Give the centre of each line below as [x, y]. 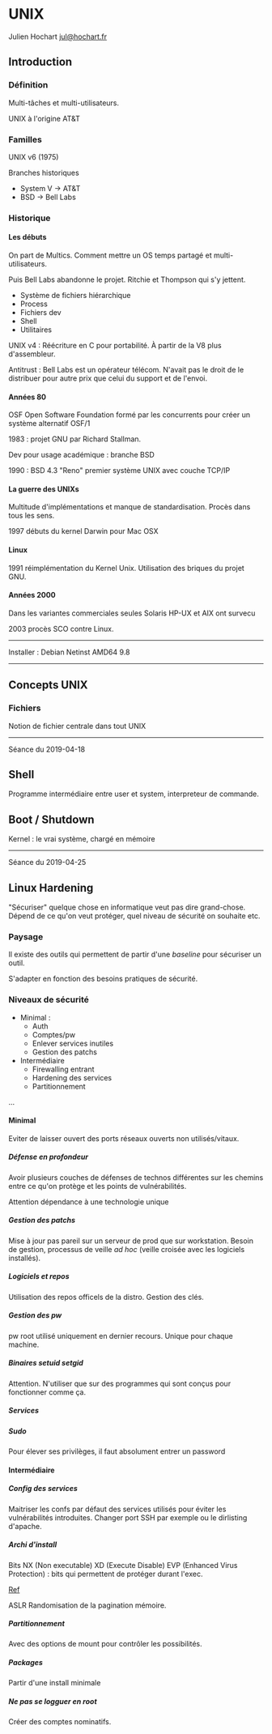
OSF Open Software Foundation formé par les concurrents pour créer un [130, 415]
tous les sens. [32, 516]
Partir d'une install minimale [55, 1683]
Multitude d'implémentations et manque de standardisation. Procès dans [130, 507]
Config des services [43, 1489]
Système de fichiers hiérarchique [75, 296]
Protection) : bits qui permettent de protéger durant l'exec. [106, 1574]
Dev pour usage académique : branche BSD [82, 455]
